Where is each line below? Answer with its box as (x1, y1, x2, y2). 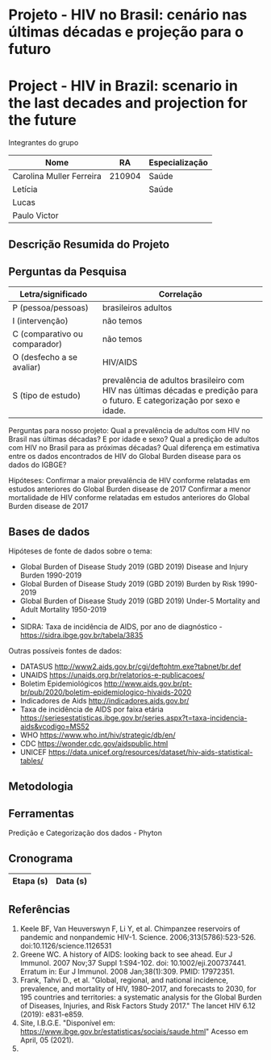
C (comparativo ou (12, 328, 83, 340)
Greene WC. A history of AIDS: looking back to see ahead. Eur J (19, 949, 233, 959)
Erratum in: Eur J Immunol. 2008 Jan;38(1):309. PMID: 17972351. (19, 966, 236, 976)
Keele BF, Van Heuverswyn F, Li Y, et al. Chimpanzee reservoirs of (19, 924, 240, 933)
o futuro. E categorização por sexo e (102, 395, 240, 407)
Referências (8, 902, 71, 916)
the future (8, 111, 77, 130)
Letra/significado (19, 289, 88, 300)
